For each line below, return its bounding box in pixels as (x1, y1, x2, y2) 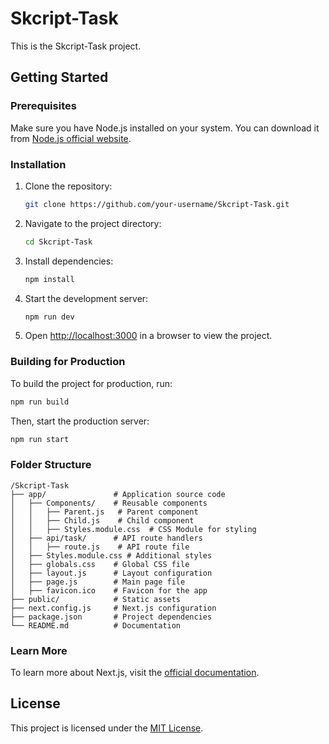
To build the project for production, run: (10, 377, 173, 389)
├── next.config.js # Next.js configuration (10, 603, 217, 613)
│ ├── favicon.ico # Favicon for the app (10, 585, 208, 596)
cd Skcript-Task (24, 237, 93, 247)
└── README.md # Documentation (10, 620, 182, 631)
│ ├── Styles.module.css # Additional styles (10, 550, 213, 561)
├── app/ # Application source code (10, 489, 226, 499)
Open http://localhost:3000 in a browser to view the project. (24, 330, 273, 342)
